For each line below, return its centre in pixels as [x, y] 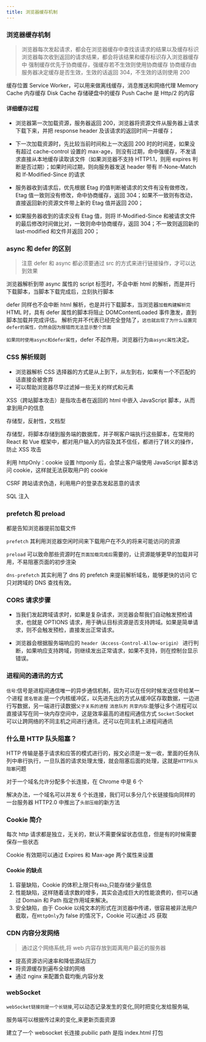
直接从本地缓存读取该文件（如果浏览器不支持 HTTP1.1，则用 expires [106, 159]
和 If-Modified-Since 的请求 [50, 174]
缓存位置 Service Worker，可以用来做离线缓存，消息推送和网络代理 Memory [102, 85]
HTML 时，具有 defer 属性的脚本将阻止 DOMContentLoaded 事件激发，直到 [102, 312]
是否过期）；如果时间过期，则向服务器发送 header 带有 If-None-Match [109, 167]
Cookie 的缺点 [25, 870]
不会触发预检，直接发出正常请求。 [74, 630]
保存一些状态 [22, 842]
